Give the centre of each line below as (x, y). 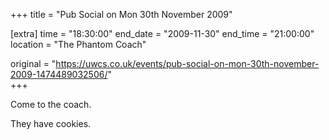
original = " (33, 63)
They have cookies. (51, 123)
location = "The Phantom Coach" (78, 44)
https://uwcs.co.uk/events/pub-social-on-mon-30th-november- (187, 63)
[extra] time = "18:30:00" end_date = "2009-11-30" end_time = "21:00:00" (162, 33)
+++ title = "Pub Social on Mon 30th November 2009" (121, 14)
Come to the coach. (51, 104)
